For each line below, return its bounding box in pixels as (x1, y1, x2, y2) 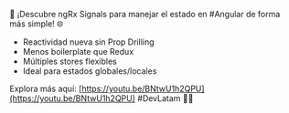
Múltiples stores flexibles (22, 56, 117, 67)
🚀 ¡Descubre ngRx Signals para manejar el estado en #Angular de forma (9, 9, 281, 19)
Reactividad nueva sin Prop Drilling (22, 36, 155, 47)
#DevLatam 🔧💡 (136, 93, 194, 104)
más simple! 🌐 (9, 18, 64, 29)
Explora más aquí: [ (9, 83, 82, 94)
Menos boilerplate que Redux (22, 46, 134, 56)
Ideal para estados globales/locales (22, 66, 157, 77)
